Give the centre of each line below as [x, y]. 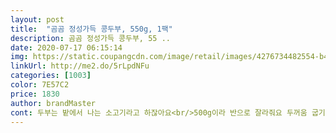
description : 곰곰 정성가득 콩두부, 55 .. [90, 38]
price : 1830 [35, 94]
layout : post [37, 19]
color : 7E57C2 [40, 85]
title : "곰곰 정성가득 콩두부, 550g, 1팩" [91, 29]
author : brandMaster [53, 103]
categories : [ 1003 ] [51, 76]
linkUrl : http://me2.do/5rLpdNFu [80, 66]
